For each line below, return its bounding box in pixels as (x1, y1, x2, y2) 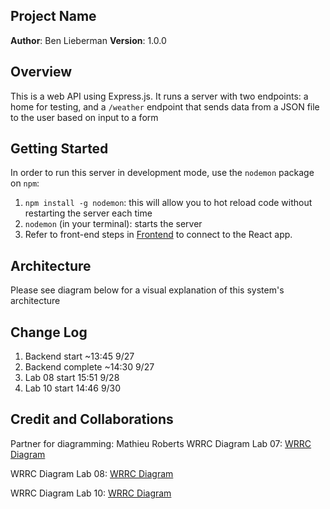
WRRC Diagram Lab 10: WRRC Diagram (10, 487, 172, 499)
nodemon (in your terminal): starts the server (24, 218, 203, 230)
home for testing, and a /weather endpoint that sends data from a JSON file (10, 100, 320, 113)
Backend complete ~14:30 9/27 (24, 361, 155, 373)
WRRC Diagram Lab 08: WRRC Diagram (10, 467, 174, 479)
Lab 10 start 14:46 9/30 (24, 382, 122, 394)
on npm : (10, 177, 40, 189)
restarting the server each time (24, 207, 153, 219)
